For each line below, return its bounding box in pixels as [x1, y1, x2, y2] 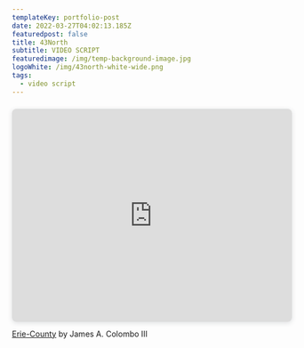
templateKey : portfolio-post [12, 12, 120, 22]
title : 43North [12, 37, 68, 47]
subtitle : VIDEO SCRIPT [12, 46, 100, 55]
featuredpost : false [12, 29, 89, 38]
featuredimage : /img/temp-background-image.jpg [12, 54, 192, 63]
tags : [12, 71, 32, 80]
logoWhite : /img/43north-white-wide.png [12, 63, 164, 72]
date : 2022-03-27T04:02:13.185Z [12, 21, 132, 30]
